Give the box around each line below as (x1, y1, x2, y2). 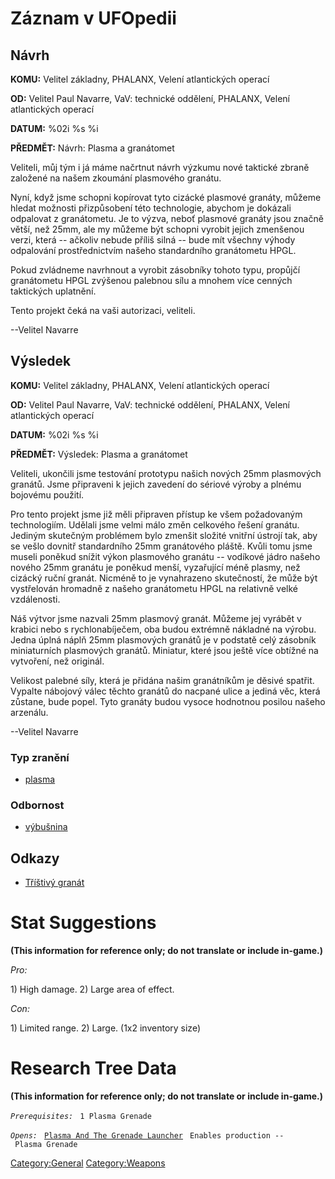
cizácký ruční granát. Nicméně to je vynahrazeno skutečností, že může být (10, 572, 318, 584)
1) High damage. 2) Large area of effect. (10, 983, 175, 996)
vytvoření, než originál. (10, 655, 105, 667)
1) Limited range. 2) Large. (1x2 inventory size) (10, 1022, 202, 1034)
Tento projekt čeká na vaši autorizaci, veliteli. (10, 305, 196, 316)
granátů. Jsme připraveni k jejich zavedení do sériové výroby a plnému (10, 478, 302, 490)
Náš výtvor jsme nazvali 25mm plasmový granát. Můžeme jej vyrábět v (10, 612, 302, 624)
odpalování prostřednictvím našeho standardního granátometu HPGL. (10, 245, 297, 256)
